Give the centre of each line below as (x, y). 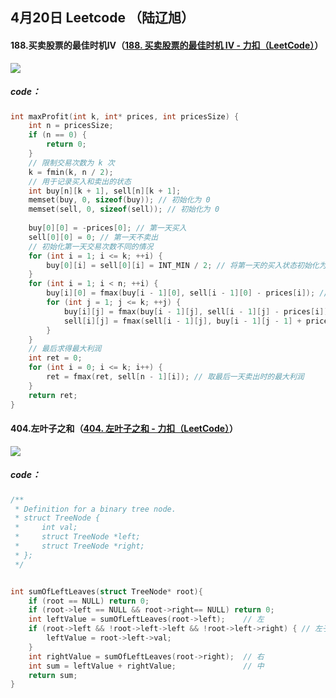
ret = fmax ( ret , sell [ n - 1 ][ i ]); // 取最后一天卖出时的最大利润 (175, 377)
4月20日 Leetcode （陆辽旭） (102, 18)
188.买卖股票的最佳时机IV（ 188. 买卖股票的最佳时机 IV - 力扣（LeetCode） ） (167, 45)
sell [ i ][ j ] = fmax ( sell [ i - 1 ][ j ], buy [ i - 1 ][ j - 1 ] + (182, 321)
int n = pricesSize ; (71, 126)
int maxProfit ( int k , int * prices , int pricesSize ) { (125, 116)
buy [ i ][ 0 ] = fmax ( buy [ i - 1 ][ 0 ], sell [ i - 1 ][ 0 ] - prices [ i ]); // (187, 293)
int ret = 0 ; (55, 358)
